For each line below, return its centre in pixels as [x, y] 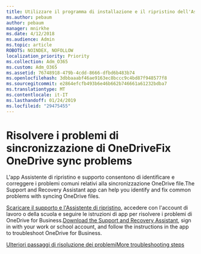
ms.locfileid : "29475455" [38, 106]
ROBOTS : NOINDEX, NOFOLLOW [40, 51]
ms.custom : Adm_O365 [32, 67]
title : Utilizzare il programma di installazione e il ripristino [91, 12]
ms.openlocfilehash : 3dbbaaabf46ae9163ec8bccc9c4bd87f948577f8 [87, 78]
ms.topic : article [29, 45]
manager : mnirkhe [28, 28]
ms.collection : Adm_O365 [37, 61]
